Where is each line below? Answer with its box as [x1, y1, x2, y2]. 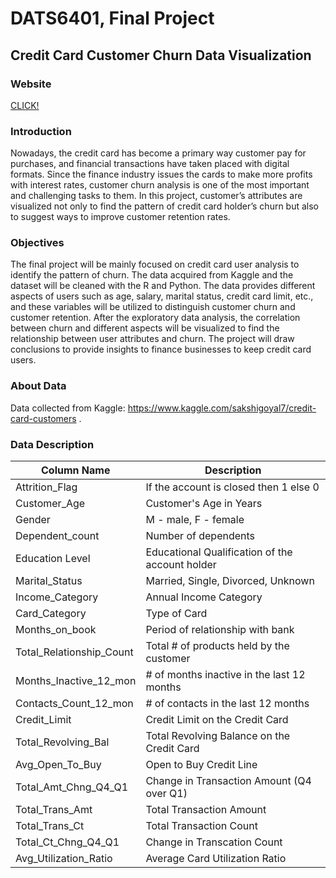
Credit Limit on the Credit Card [145, 713, 289, 727]
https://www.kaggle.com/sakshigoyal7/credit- [127, 402, 317, 414]
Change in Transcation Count [145, 835, 283, 849]
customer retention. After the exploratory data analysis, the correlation [10, 312, 301, 324]
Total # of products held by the [145, 639, 290, 653]
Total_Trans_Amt [15, 803, 93, 817]
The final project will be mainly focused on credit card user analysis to [10, 258, 300, 271]
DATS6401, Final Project [10, 7, 215, 30]
